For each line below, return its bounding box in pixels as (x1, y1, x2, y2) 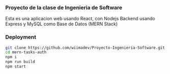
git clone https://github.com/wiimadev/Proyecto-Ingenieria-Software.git (5, 45, 165, 50)
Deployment (5, 33, 37, 41)
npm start (5, 64, 26, 69)
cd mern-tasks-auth (5, 50, 47, 55)
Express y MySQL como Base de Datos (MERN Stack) (5, 21, 118, 27)
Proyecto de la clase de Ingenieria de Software (5, 4, 123, 11)
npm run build (5, 59, 36, 64)
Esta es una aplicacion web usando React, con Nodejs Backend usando (5, 16, 155, 22)
